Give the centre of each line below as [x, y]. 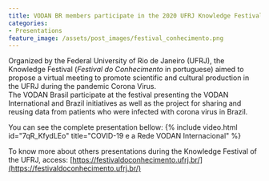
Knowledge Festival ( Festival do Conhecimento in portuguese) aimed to [126, 70]
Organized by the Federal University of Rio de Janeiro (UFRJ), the [116, 61]
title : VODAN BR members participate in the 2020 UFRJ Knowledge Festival [136, 16]
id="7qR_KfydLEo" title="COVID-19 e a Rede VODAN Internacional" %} [125, 136]
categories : [28, 23]
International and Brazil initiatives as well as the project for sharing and [125, 103]
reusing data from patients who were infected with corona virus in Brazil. [128, 112]
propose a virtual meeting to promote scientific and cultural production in [129, 78]
